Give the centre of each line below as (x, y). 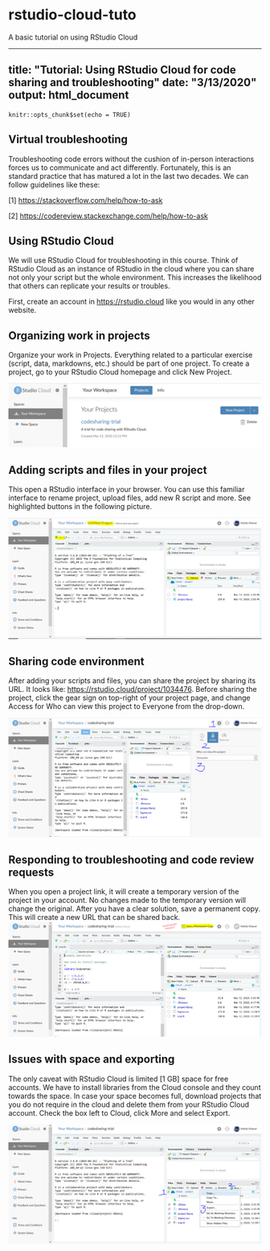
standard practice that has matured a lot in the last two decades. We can (129, 176)
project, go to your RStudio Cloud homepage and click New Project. (121, 372)
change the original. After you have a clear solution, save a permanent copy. (135, 909)
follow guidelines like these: (54, 184)
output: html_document (69, 95)
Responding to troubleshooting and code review (131, 860)
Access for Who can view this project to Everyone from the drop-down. (127, 706)
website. (22, 310)
